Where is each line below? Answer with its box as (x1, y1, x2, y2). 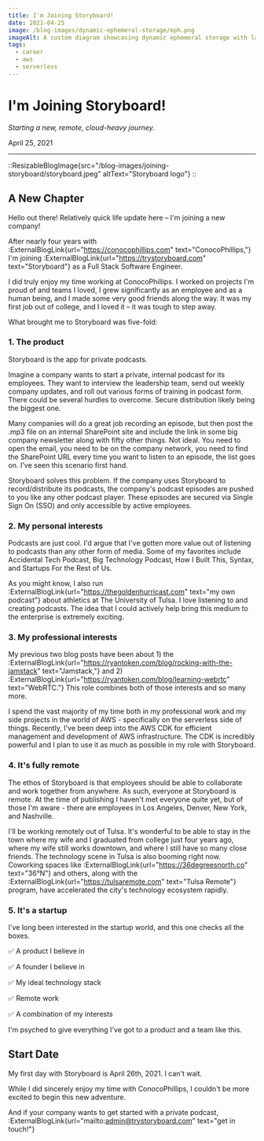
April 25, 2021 (8, 138, 53, 147)
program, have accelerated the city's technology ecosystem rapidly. (8, 885, 229, 895)
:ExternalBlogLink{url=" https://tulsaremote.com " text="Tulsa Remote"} (8, 876, 237, 886)
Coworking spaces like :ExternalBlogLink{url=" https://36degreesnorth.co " (8, 860, 248, 869)
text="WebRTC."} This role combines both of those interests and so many (8, 683, 246, 693)
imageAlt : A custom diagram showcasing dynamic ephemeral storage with (8, 33, 247, 42)
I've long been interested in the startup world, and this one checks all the (8, 922, 244, 932)
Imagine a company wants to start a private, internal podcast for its (8, 369, 225, 379)
